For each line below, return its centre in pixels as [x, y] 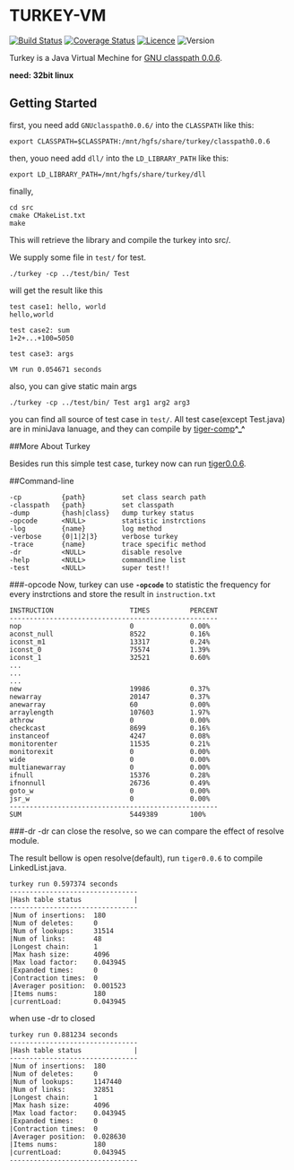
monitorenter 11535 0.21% [110, 744]
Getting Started [53, 104]
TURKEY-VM [58, 16]
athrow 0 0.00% [110, 720]
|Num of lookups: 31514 [62, 931]
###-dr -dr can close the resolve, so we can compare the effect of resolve [147, 831]
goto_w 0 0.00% [110, 791]
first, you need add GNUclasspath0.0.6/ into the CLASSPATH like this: [132, 125]
